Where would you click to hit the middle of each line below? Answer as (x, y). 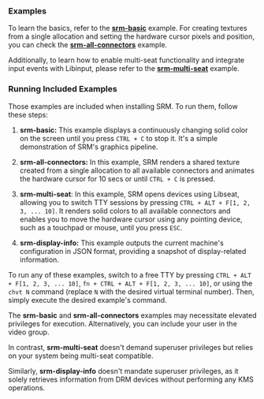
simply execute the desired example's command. (87, 300)
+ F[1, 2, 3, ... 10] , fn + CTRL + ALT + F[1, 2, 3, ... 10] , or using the (130, 283)
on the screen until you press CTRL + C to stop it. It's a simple (119, 138)
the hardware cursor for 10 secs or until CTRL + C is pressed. (117, 178)
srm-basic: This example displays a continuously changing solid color (134, 130)
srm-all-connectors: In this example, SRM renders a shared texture (130, 162)
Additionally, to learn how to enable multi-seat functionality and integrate (126, 60)
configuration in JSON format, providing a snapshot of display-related (133, 251)
